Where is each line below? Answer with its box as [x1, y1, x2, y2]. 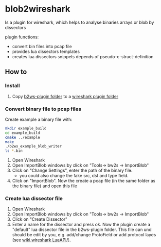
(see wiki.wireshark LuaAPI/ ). [12, 237, 71, 243]
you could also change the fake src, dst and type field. [19, 173, 129, 179]
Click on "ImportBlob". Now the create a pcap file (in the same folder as [12, 178, 156, 184]
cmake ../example [5, 135, 40, 140]
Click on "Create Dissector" [12, 216, 68, 222]
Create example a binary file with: [5, 116, 72, 122]
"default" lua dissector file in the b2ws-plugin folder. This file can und [12, 227, 152, 232]
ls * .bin [5, 148, 23, 153]
